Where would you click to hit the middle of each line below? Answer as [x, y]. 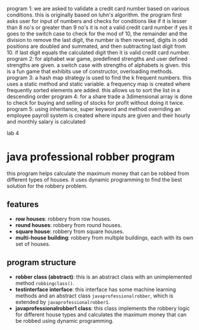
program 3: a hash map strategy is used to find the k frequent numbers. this [99, 77]
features [23, 204]
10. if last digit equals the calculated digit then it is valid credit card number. [99, 52]
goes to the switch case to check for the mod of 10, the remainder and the [97, 34]
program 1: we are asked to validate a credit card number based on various [98, 9]
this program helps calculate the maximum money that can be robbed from [98, 173]
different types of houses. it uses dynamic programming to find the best [94, 179]
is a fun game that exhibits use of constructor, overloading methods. [90, 71]
